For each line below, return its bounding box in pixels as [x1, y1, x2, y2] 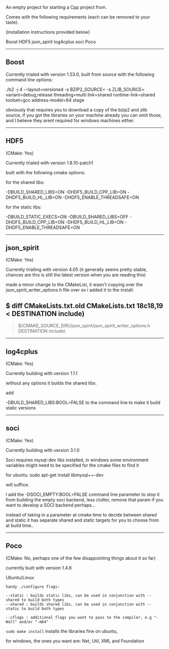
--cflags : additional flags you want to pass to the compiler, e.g [6, 615, 152, 620]
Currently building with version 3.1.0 [6, 447, 80, 453]
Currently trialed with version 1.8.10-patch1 [6, 160, 93, 166]
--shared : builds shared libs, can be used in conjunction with [6, 602, 145, 607]
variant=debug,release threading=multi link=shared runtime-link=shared [6, 91, 155, 97]
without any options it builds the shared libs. [6, 380, 97, 386]
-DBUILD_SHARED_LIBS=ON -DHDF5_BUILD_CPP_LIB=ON [6, 189, 127, 195]
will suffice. [6, 481, 30, 487]
